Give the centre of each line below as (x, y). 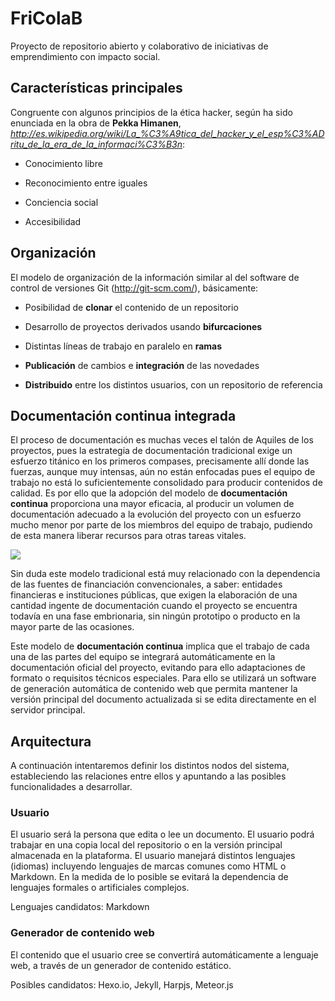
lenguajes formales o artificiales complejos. (100, 888)
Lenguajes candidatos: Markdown (80, 907)
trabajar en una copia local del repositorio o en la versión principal (146, 845)
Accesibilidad (53, 221)
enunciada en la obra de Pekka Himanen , (96, 123)
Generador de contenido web (82, 933)
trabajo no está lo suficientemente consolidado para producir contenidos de (166, 483)
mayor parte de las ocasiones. (72, 627)
